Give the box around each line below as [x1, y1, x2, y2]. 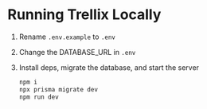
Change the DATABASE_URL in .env [18, 47, 136, 56]
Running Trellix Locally [7, 6, 162, 24]
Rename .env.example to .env [18, 32, 116, 41]
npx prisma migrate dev [18, 85, 99, 93]
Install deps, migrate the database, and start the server [18, 62, 200, 72]
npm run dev [18, 93, 59, 101]
